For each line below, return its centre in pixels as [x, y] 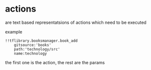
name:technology [31, 53]
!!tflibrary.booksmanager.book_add [41, 41]
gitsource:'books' [33, 45]
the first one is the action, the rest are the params [55, 62]
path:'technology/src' [37, 49]
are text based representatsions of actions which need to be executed [76, 22]
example [14, 32]
